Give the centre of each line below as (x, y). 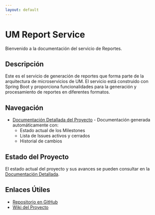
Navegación (24, 108)
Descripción (24, 64)
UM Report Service (45, 34)
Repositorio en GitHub (35, 202)
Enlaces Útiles (28, 190)
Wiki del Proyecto (30, 207)
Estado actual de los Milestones (53, 130)
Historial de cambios (41, 141)
